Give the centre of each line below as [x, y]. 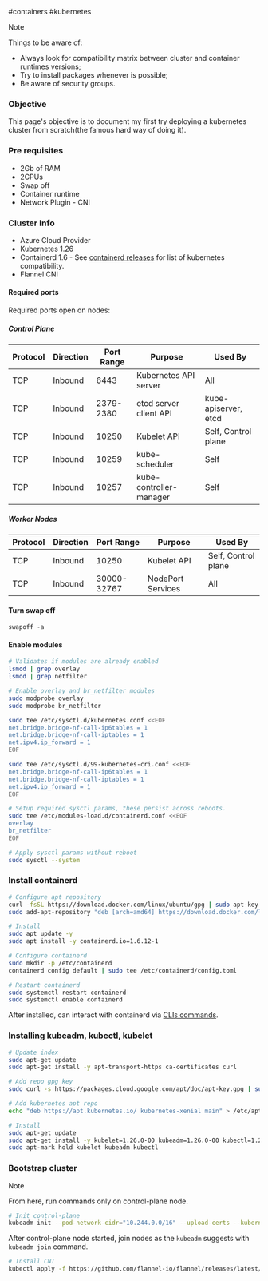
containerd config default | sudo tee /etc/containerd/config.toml [123, 970]
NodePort [166, 579]
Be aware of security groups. [67, 84]
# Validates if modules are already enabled [83, 662]
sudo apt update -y [41, 934]
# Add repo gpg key [41, 1082]
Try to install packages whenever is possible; [94, 75]
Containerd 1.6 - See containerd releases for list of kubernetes [122, 257]
